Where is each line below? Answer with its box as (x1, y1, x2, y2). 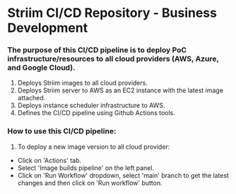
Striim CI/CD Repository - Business (7, 5, 218, 21)
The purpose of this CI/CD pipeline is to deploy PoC (7, 45, 187, 55)
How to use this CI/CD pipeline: (7, 126, 117, 136)
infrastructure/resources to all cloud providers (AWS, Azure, (7, 54, 219, 64)
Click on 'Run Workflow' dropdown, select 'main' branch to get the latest (17, 171, 230, 179)
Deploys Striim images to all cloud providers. (17, 79, 148, 87)
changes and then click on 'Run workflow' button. (17, 178, 163, 187)
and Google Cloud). (7, 63, 76, 73)
